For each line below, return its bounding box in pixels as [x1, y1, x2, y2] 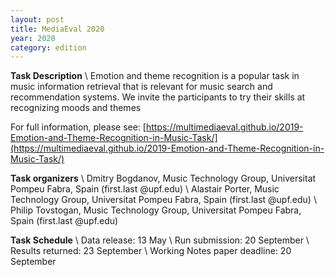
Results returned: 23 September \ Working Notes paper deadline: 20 [10, 245, 292, 257]
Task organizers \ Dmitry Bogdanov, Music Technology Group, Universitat [10, 172, 317, 185]
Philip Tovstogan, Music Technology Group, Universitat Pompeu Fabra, [10, 204, 302, 216]
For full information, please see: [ [10, 121, 147, 133]
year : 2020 [10, 33, 56, 43]
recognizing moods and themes [10, 102, 142, 114]
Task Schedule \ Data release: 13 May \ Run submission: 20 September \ [10, 234, 310, 246]
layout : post [10, 14, 65, 25]
